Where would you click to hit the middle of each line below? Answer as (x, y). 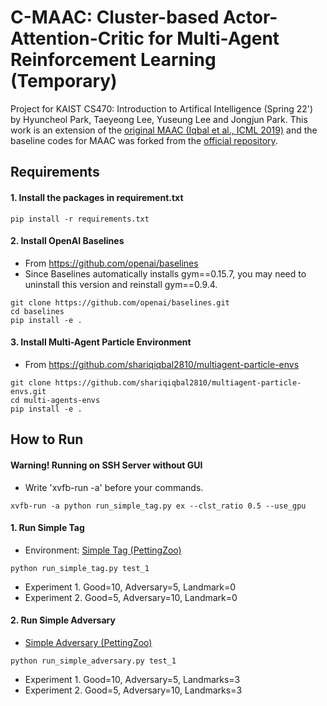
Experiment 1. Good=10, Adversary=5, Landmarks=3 (132, 679)
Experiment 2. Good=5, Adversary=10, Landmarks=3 (133, 690)
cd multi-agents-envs (55, 400)
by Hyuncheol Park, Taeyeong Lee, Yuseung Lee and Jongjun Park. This (159, 119)
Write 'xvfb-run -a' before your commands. (114, 487)
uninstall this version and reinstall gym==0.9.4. (121, 284)
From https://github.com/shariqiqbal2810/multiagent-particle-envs (162, 364)
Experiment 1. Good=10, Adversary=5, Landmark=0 (130, 587)
